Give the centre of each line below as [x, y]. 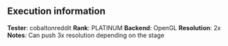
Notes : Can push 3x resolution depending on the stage [86, 35]
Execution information [56, 11]
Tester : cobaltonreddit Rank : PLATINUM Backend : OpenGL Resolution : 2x [114, 27]
